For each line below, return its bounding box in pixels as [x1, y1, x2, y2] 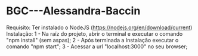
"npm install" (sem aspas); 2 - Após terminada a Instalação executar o [6, 36, 179, 43]
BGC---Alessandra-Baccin [6, 4, 141, 18]
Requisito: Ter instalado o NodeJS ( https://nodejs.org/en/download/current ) [6, 24, 193, 31]
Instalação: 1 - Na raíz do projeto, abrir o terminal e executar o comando [6, 30, 183, 37]
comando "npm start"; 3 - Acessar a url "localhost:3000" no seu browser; [6, 43, 188, 50]
